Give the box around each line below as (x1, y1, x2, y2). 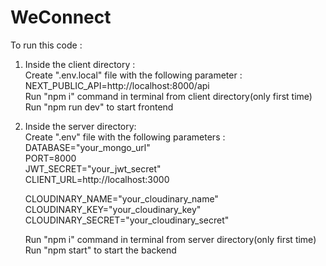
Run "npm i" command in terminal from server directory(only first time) (24, 233, 317, 245)
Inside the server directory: (24, 120, 137, 132)
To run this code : (10, 39, 83, 51)
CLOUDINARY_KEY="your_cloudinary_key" (24, 203, 202, 215)
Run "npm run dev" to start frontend (24, 101, 174, 113)
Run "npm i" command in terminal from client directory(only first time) (24, 90, 313, 102)
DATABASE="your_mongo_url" (24, 141, 151, 153)
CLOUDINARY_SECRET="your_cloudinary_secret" (24, 214, 230, 226)
